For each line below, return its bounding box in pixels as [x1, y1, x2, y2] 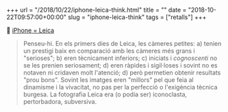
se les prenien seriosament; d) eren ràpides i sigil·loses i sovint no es [23, 61, 218, 69]
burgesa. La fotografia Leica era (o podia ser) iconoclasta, [23, 90, 188, 98]
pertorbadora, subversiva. [23, 98, 97, 105]
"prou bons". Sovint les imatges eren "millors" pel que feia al [23, 76, 194, 84]
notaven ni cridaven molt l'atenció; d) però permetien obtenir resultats [23, 68, 221, 76]
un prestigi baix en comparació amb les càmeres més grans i [23, 47, 196, 55]
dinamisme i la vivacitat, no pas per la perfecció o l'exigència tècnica [23, 83, 218, 91]
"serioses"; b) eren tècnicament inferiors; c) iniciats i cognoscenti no [23, 54, 218, 62]
